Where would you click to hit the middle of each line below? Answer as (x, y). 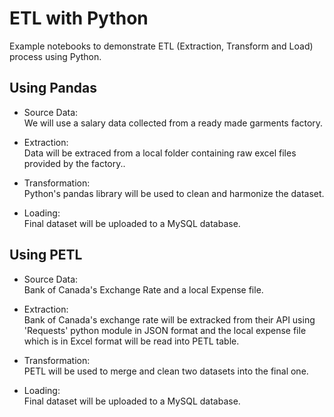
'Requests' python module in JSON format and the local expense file (165, 330)
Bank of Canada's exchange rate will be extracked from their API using (169, 319)
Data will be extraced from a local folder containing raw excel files (160, 153)
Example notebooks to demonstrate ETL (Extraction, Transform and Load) (161, 46)
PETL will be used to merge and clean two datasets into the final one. (166, 371)
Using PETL (46, 255)
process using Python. (55, 56)
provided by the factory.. (74, 163)
